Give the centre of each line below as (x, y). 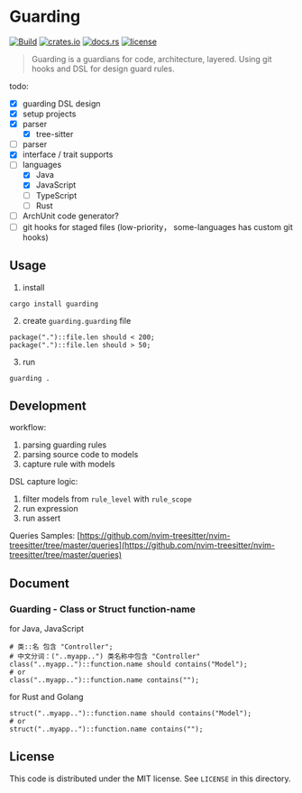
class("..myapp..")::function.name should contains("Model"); (128, 665)
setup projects (49, 114)
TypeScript (56, 195)
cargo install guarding (54, 304)
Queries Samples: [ (45, 536)
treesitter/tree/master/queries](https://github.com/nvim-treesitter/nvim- (142, 545)
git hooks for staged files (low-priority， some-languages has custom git (157, 226)
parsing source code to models (80, 455)
